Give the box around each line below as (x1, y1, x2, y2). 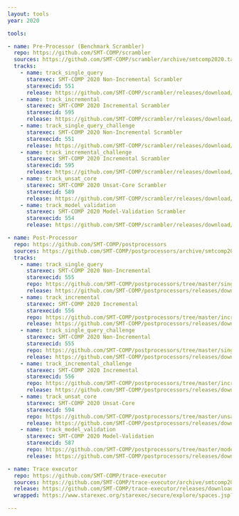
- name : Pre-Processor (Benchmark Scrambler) (7, 43, 144, 50)
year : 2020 (7, 17, 40, 24)
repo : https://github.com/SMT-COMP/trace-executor (14, 472, 167, 479)
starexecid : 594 (26, 406, 75, 414)
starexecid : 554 (26, 215, 75, 222)
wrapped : (14, 492, 40, 499)
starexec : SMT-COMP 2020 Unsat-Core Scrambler (26, 181, 167, 189)
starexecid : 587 (26, 439, 75, 447)
